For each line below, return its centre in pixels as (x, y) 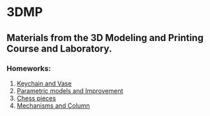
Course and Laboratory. (59, 48)
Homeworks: (29, 68)
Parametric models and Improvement (70, 90)
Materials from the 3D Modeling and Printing (105, 38)
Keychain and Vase (44, 83)
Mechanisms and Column (53, 106)
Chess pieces (36, 98)
